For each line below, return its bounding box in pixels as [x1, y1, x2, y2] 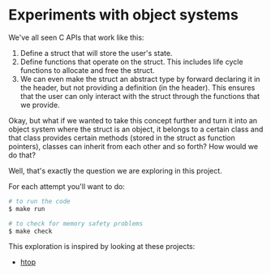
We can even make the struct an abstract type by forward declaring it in [19, 74, 260, 84]
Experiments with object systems [8, 6, 239, 24]
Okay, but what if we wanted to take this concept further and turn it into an [8, 115, 258, 125]
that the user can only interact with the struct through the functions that [19, 91, 260, 101]
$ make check [8, 227, 53, 235]
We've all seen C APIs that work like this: [8, 32, 144, 42]
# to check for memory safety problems [8, 219, 144, 228]
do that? [8, 150, 37, 160]
